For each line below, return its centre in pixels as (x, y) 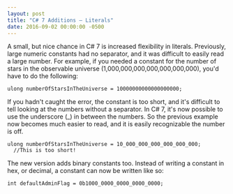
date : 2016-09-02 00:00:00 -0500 (56, 27)
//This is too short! (45, 151)
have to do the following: (43, 76)
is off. (15, 132)
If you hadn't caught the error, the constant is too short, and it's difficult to (114, 102)
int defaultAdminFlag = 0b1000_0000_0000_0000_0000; (85, 184)
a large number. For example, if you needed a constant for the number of (112, 61)
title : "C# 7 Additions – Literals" (60, 20)
